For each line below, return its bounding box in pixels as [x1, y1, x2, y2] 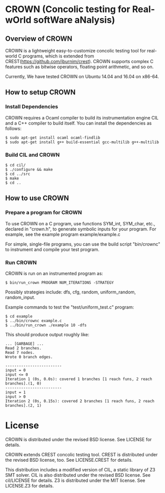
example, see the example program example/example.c [5, 231, 121, 237]
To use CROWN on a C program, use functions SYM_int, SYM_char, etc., [5, 220, 155, 226]
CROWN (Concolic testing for [5, 4, 130, 15]
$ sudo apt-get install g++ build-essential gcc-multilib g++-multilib [5, 140, 159, 145]
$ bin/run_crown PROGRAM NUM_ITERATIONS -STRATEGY [5, 280, 114, 285]
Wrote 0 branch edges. [5, 354, 53, 359]
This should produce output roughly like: [5, 331, 90, 337]
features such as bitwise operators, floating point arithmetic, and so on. [5, 64, 154, 70]
